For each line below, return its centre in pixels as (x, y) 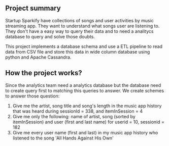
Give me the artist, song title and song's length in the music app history (87, 106)
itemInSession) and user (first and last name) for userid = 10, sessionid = (89, 122)
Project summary (33, 8)
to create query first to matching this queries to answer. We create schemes (84, 90)
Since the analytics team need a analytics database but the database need (83, 85)
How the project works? (44, 73)
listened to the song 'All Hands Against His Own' (63, 138)
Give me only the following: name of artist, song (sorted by (74, 116)
